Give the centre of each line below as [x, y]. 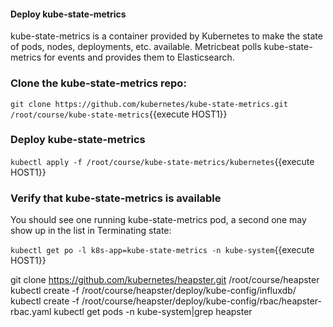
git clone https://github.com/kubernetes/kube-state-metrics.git [149, 104]
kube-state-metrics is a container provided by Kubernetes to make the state [166, 36]
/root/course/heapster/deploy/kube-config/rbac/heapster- [201, 301]
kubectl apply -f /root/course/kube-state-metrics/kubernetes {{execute [162, 161]
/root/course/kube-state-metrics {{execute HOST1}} [119, 114]
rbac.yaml [31, 312]
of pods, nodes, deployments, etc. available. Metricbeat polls [136, 47]
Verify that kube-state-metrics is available [116, 198]
